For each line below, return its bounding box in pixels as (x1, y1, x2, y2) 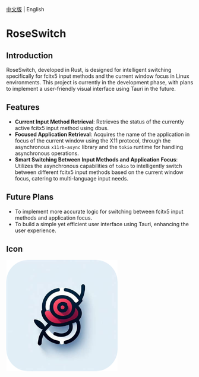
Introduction (6, 50, 53, 61)
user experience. (14, 227, 56, 234)
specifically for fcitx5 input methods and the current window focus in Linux (6, 72, 189, 80)
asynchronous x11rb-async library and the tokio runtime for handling (14, 143, 184, 150)
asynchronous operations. (14, 150, 79, 157)
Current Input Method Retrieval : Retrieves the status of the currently (14, 118, 184, 125)
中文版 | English (6, 6, 45, 12)
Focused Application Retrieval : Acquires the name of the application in (14, 131, 190, 138)
